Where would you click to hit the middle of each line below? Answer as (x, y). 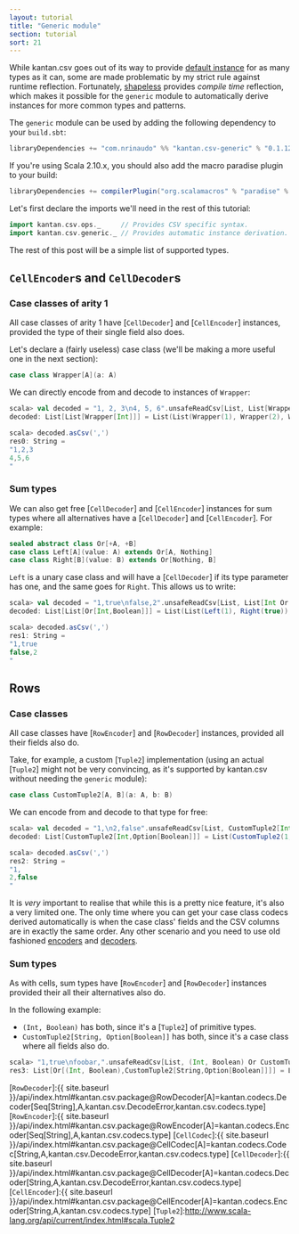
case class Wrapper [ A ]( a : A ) (63, 375)
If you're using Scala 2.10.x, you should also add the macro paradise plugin (146, 166)
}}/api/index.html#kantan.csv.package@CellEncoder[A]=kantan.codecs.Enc (148, 1201)
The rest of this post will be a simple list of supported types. (119, 249)
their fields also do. (44, 743)
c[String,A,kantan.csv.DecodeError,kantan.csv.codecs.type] (119, 1154)
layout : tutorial (41, 17)
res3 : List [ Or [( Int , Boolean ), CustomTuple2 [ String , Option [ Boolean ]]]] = (147, 1071)
